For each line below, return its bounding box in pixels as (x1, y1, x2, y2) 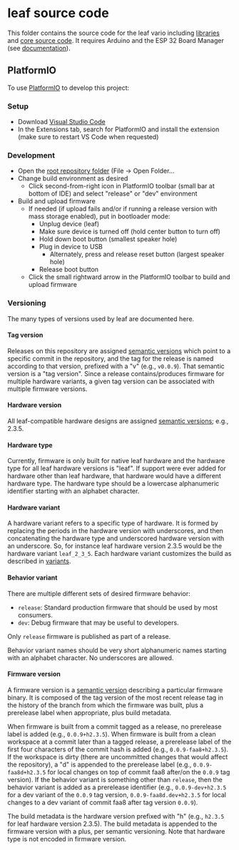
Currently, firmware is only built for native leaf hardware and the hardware (7, 457, 225, 465)
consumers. (17, 610, 54, 619)
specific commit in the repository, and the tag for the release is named (7, 354, 214, 363)
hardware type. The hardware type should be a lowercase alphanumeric (7, 480, 220, 488)
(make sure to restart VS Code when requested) (17, 133, 159, 141)
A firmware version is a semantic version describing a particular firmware (7, 685, 223, 694)
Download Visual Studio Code (17, 118, 106, 126)
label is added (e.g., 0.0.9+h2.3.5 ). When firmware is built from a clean (7, 729, 216, 738)
